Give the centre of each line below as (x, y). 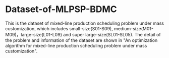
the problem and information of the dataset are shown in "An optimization (81, 40)
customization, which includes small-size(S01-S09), (59, 28)
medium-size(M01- (134, 28)
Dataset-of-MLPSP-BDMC (61, 9)
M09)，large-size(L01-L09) (34, 34)
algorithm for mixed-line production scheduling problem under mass (76, 45)
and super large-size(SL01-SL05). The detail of (112, 34)
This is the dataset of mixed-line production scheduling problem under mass (84, 23)
